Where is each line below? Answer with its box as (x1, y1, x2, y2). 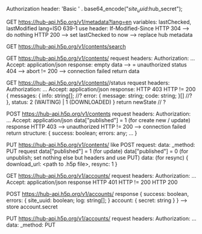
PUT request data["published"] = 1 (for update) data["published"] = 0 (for (6, 148, 189, 155)
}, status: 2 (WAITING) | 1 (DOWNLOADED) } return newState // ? (6, 98, 166, 105)
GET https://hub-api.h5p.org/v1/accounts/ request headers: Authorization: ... (6, 172, 197, 179)
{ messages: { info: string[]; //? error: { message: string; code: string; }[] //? (6, 92, 193, 99)
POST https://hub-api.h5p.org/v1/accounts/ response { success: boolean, (6, 190, 189, 197)
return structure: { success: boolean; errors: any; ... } (6, 129, 137, 137)
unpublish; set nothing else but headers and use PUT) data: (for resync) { (6, 154, 189, 161)
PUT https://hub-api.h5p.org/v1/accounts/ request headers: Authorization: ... (6, 215, 197, 222)
